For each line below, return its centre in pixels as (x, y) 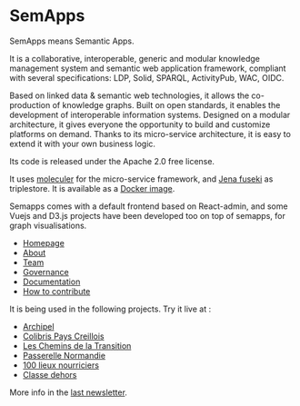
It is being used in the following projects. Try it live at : (110, 309)
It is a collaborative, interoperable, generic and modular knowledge (135, 58)
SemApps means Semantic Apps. (72, 41)
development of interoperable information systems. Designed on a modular (150, 114)
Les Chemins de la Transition (77, 345)
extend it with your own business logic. (83, 144)
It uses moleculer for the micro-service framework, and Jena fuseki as (141, 179)
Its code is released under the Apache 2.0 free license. (112, 161)
